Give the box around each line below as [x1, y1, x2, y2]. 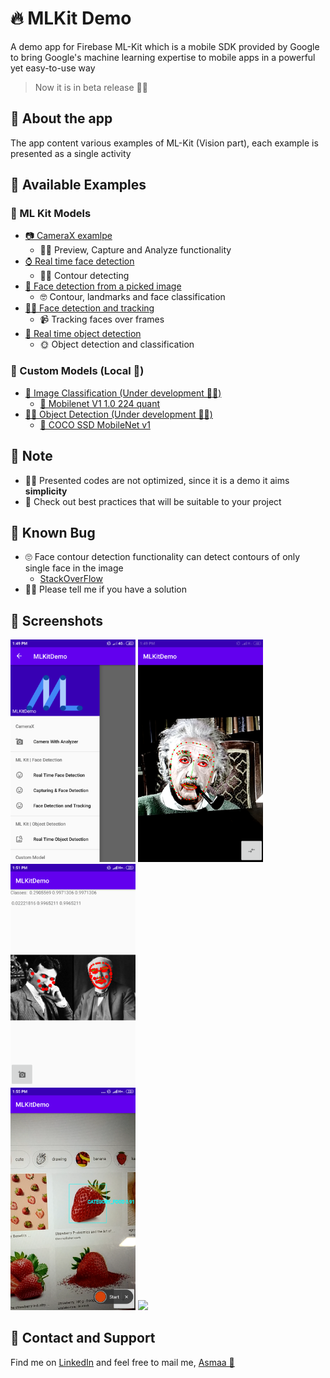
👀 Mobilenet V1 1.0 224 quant [39, 397, 161, 409]
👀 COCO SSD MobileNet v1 [39, 418, 151, 431]
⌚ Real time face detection [24, 255, 135, 267]
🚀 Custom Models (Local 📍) [10, 364, 145, 378]
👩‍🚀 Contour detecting [39, 270, 130, 282]
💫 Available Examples [10, 177, 147, 194]
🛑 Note [10, 448, 53, 465]
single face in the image [24, 562, 124, 574]
